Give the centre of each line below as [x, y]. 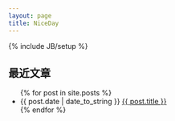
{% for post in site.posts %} [66, 93]
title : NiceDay [34, 23]
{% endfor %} [43, 110]
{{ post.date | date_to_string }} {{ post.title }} [93, 102]
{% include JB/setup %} [48, 46]
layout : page [30, 16]
